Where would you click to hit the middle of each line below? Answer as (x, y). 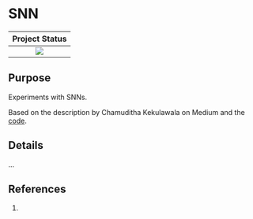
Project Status (40, 39)
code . (18, 121)
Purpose (30, 78)
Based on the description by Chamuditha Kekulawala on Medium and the (126, 112)
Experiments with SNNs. (48, 97)
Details (26, 145)
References (37, 189)
